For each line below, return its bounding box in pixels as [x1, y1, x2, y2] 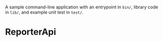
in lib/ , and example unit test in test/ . [5, 9, 83, 15]
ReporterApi [5, 26, 56, 38]
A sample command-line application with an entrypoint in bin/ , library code [5, 4, 159, 10]
